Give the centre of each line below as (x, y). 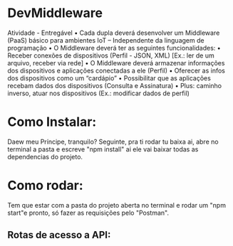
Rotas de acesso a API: (59, 235)
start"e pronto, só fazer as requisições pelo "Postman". (88, 213)
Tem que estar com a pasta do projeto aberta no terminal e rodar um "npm (117, 205)
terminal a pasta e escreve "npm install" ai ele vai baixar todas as (103, 149)
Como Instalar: (52, 122)
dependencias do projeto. (45, 156)
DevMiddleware (55, 13)
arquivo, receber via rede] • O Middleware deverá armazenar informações (116, 63)
